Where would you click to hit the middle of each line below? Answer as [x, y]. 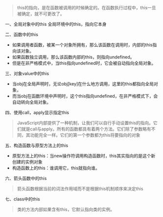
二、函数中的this [22, 34]
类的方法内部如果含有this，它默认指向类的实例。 [66, 209]
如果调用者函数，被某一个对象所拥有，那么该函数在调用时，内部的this [82, 45]
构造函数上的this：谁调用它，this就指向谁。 [56, 168]
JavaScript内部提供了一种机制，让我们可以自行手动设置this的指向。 [85, 123]
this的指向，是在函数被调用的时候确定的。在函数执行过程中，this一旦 [87, 8]
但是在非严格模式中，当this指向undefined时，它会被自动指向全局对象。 [84, 63]
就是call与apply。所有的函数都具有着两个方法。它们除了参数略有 [86, 129]
